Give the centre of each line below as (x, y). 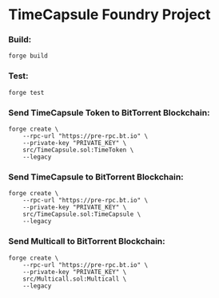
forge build (28, 56)
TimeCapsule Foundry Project (109, 15)
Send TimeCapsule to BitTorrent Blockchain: (96, 177)
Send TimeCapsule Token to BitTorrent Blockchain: (109, 112)
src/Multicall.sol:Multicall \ (75, 279)
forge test (26, 92)
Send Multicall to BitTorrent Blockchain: (87, 241)
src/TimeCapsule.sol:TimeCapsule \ (82, 214)
